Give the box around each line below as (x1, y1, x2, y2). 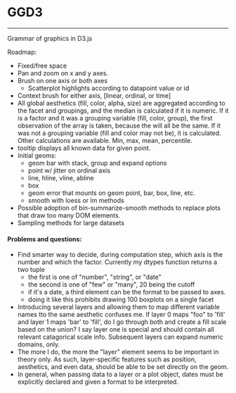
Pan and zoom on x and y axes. (17, 68, 109, 77)
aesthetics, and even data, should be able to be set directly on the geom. (17, 363, 229, 371)
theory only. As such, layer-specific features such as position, (17, 355, 197, 363)
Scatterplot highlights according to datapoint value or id (27, 84, 190, 92)
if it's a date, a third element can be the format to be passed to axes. (27, 288, 226, 297)
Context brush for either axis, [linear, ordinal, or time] (17, 91, 171, 99)
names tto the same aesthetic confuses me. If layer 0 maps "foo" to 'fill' (17, 311, 225, 319)
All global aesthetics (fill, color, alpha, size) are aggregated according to (17, 99, 226, 107)
